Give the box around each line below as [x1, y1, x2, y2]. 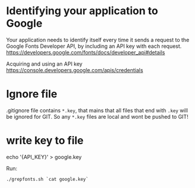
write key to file [6, 134, 84, 147]
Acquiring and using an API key [6, 60, 83, 67]
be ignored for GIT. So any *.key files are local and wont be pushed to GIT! [6, 113, 188, 120]
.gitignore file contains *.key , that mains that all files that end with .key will [6, 106, 188, 114]
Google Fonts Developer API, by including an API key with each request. [6, 43, 182, 50]
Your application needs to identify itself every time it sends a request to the [6, 36, 190, 43]
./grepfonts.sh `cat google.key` [6, 176, 89, 182]
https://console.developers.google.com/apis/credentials [6, 66, 143, 73]
